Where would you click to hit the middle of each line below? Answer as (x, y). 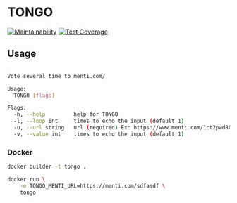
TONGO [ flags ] (34, 96)
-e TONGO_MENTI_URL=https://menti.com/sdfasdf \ (93, 186)
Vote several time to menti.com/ (56, 76)
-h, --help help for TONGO (66, 114)
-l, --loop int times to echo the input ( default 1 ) (99, 121)
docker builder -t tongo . (47, 167)
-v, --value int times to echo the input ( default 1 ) (99, 134)
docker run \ (26, 179)
